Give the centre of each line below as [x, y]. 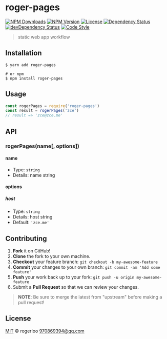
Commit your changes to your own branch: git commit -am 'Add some [86, 267]
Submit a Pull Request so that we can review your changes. [76, 287]
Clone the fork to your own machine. [51, 256]
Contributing [26, 238]
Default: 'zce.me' [31, 223]
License [18, 319]
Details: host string [33, 217]
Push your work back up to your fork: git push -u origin [74, 277]
